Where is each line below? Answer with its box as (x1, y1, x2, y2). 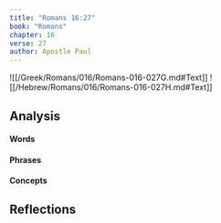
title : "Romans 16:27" (9, 13, 96, 23)
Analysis (9, 108, 61, 124)
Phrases (9, 154, 42, 165)
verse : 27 (9, 38, 47, 48)
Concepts (9, 175, 47, 187)
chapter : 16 (9, 30, 55, 39)
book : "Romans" (9, 22, 68, 31)
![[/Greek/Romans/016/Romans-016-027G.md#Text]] (9, 72, 208, 83)
